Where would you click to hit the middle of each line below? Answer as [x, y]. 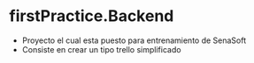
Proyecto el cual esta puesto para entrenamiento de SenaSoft [134, 40]
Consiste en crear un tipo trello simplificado [101, 49]
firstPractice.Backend [92, 16]
